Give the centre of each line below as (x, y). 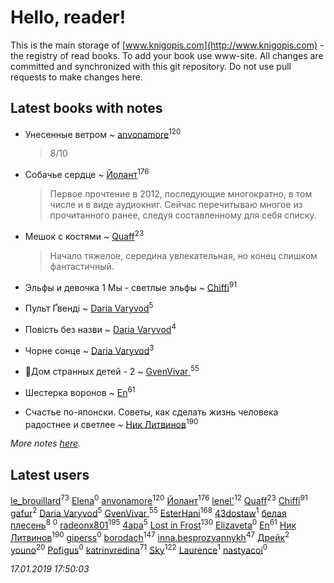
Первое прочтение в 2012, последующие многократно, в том (181, 194)
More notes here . (46, 443)
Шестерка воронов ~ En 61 (80, 391)
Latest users (50, 474)
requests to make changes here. (76, 77)
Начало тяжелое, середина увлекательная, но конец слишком (183, 255)
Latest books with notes (86, 108)
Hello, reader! (68, 17)
